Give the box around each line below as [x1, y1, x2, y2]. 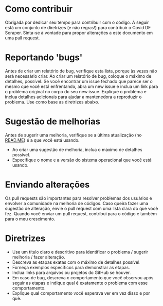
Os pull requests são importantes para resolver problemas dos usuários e [5, 195, 152, 201]
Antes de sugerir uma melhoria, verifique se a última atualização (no [5, 132, 142, 138]
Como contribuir [5, 3, 73, 15]
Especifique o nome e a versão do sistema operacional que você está [12, 157, 152, 163]
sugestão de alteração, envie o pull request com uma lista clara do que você [5, 205, 158, 211]
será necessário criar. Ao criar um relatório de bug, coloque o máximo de [5, 73, 152, 79]
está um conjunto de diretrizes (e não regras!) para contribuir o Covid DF [5, 24, 151, 30]
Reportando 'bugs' [5, 52, 83, 63]
